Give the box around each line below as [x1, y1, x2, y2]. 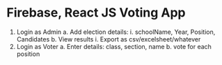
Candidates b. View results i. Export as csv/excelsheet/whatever [16, 35, 201, 43]
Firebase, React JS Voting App [6, 5, 186, 21]
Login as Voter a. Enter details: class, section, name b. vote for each [16, 42, 212, 50]
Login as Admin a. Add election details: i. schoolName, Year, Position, [16, 28, 216, 36]
